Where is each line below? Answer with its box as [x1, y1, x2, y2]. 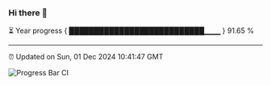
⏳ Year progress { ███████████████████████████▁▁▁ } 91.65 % [8, 26, 254, 35]
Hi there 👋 [8, 7, 48, 18]
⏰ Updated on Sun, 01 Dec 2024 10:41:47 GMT [8, 52, 164, 62]
